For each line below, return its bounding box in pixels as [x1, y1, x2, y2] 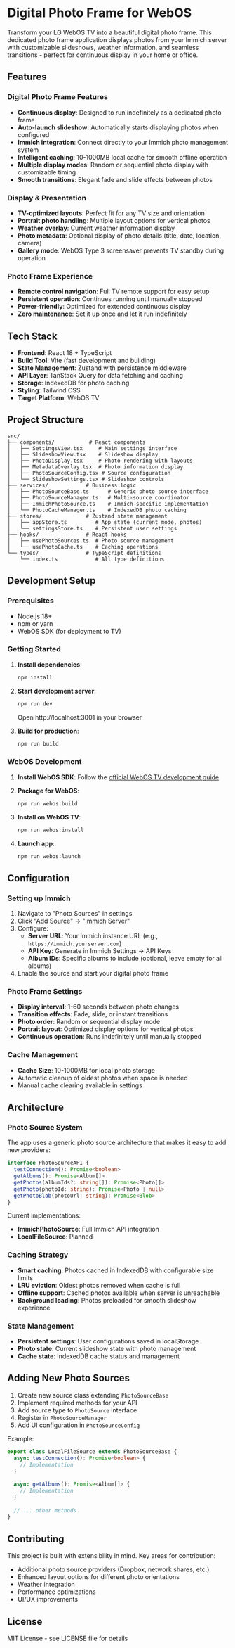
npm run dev [17, 700, 53, 708]
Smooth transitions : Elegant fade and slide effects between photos [17, 175, 213, 184]
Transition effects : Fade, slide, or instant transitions [17, 1010, 168, 1018]
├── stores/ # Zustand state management [7, 512, 168, 520]
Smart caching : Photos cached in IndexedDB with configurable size [17, 1266, 214, 1275]
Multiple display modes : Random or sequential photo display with [17, 160, 209, 169]
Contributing [7, 1533, 65, 1545]
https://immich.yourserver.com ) [27, 939, 122, 947]
